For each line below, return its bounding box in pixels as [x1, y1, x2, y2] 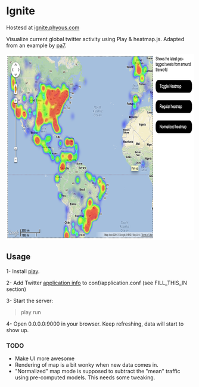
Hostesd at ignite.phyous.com [6, 24, 80, 31]
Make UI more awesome [14, 355, 75, 362]
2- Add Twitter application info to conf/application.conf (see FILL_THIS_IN [6, 279, 188, 286]
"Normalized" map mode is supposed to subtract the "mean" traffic [14, 368, 181, 375]
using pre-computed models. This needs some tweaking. [14, 374, 156, 381]
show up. [6, 326, 29, 333]
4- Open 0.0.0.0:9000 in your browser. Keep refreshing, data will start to [6, 320, 184, 327]
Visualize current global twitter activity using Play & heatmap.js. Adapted [6, 35, 185, 42]
